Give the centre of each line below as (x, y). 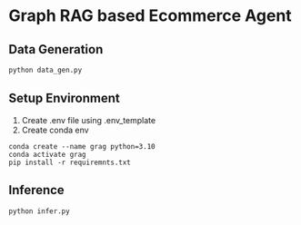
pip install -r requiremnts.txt (70, 162)
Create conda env (55, 130)
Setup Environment (64, 98)
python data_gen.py (45, 70)
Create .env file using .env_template (89, 120)
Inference (36, 190)
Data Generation (56, 49)
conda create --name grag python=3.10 (82, 146)
